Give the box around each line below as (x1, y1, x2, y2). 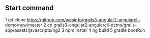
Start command (5, 4, 54, 12)
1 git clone (5, 17, 26, 22)
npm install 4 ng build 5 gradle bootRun (65, 27, 145, 33)
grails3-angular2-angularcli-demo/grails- (53, 22, 137, 28)
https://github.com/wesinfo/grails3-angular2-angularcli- (27, 17, 141, 22)
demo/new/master (5, 22, 43, 28)
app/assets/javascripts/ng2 (5, 27, 60, 33)
